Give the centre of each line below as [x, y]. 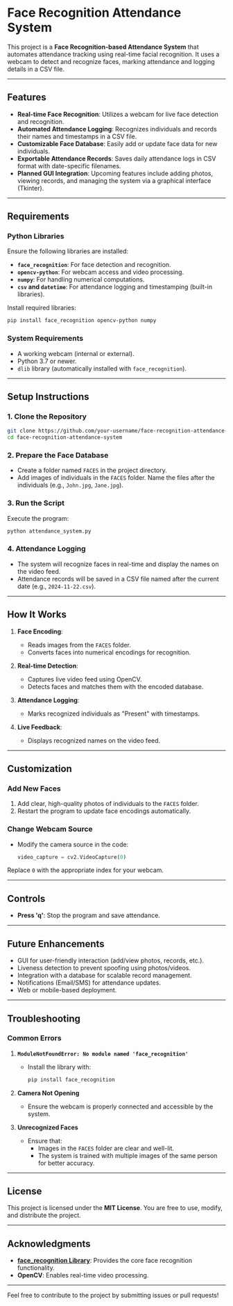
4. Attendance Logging [46, 549]
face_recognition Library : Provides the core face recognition [105, 1261]
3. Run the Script [36, 503]
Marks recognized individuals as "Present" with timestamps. [113, 714]
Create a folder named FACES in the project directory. [92, 470]
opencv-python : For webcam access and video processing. [101, 272]
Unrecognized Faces [48, 1127]
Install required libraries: [42, 308]
